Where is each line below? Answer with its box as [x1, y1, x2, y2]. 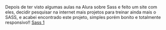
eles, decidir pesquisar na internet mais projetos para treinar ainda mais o [5, 9, 156, 15]
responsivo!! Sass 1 [5, 19, 45, 25]
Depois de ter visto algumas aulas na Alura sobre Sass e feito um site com [5, 4, 158, 10]
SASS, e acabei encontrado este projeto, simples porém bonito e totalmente [5, 15, 161, 20]
